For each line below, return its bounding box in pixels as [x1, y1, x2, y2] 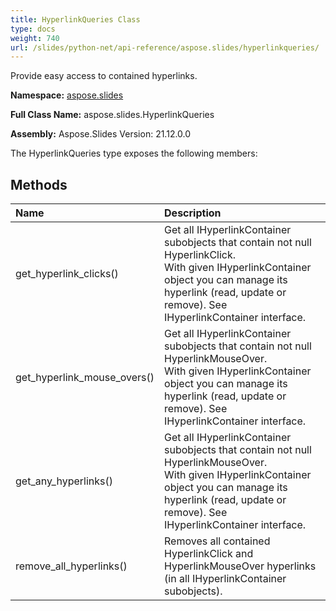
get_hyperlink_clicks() [15, 267, 119, 281]
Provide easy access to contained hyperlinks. [10, 70, 198, 82]
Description [164, 206, 222, 220]
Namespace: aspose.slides [10, 89, 124, 101]
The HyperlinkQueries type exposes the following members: [10, 147, 258, 160]
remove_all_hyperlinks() [15, 559, 128, 573]
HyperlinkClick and [164, 547, 254, 561]
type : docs [10, 24, 56, 34]
